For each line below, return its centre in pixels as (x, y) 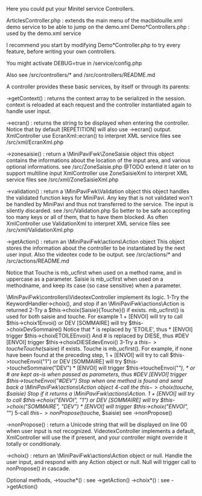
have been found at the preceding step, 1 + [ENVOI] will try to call (87, 355)
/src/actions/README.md (38, 261)
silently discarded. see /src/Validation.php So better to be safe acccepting (98, 210)
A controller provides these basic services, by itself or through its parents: (98, 86)
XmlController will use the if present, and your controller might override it (97, 437)
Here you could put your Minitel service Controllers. (70, 9)
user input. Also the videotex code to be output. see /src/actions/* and (94, 254)
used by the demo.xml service (44, 33)
